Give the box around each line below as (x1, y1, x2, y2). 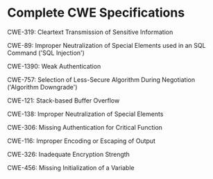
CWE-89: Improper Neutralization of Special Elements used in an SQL (7, 41, 206, 49)
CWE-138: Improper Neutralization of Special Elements (7, 110, 164, 118)
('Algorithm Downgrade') (7, 83, 78, 91)
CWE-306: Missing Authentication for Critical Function (7, 123, 163, 131)
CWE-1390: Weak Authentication (7, 62, 101, 70)
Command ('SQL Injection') (7, 49, 85, 57)
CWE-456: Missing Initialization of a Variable (7, 163, 135, 171)
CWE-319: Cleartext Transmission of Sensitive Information (7, 28, 173, 36)
